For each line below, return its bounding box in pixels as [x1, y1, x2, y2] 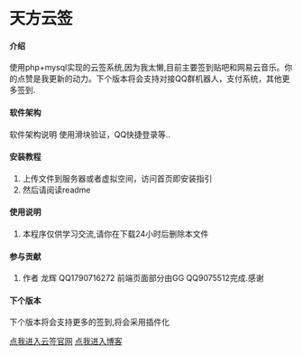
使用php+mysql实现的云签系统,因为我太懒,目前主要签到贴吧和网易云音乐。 [9, 62, 286, 73]
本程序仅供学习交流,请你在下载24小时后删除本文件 [22, 229, 209, 239]
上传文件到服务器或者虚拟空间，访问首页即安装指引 [22, 173, 213, 183]
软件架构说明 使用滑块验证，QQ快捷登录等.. [9, 128, 171, 140]
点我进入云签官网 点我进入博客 [9, 336, 123, 347]
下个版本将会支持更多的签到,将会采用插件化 [9, 317, 170, 328]
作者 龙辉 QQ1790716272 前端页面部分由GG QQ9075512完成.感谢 [22, 273, 264, 284]
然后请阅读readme [22, 184, 91, 195]
